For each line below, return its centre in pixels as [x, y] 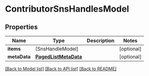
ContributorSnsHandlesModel [67, 9]
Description [101, 41]
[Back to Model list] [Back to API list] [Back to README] [61, 69]
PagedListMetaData [59, 57]
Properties [21, 27]
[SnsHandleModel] [57, 49]
